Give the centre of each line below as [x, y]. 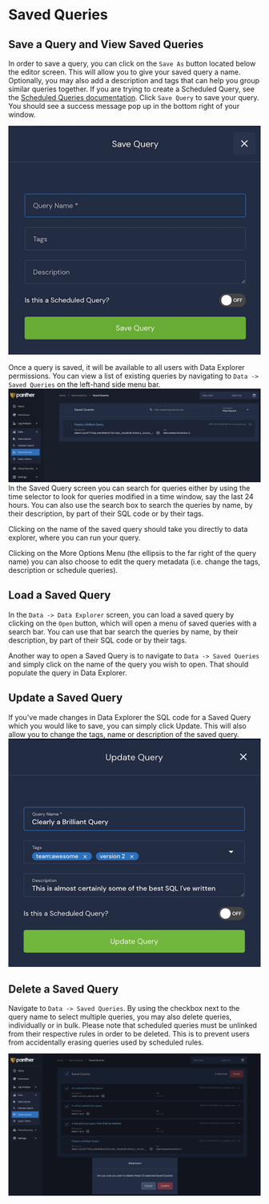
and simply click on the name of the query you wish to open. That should [128, 664]
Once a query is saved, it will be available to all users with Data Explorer [127, 367]
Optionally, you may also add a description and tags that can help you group [134, 81]
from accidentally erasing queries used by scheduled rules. [106, 1042]
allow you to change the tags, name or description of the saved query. [124, 734]
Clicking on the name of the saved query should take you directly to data [128, 530]
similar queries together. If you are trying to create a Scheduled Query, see [131, 89]
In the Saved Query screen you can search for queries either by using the [129, 488]
